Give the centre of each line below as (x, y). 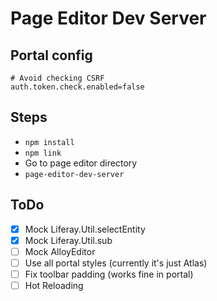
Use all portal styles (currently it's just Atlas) (116, 263)
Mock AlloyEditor (60, 251)
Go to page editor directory (81, 163)
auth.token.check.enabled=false (77, 87)
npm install (49, 142)
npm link (43, 153)
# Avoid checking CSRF (57, 78)
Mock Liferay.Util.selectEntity (85, 229)
